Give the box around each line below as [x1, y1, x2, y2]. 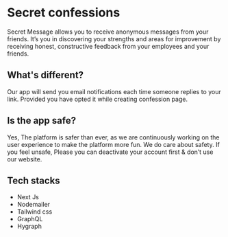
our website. [7, 155, 42, 163]
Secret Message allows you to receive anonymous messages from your [7, 27, 209, 36]
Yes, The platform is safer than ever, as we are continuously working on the [7, 133, 220, 142]
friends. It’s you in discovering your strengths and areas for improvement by [7, 34, 221, 43]
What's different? [7, 69, 84, 81]
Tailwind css [16, 207, 53, 216]
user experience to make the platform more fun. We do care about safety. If [7, 140, 220, 148]
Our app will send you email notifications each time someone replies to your [7, 87, 221, 95]
